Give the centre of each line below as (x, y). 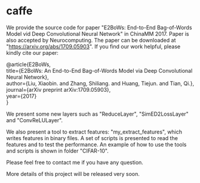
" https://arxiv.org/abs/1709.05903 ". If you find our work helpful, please (93, 46)
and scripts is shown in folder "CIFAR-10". (58, 151)
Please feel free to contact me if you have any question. (75, 162)
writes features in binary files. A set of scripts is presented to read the (92, 138)
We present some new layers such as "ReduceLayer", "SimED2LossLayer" (98, 114)
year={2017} (21, 96)
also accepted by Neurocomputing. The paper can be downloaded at (91, 40)
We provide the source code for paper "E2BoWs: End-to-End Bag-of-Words (99, 27)
